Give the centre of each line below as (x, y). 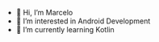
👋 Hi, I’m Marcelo (44, 13)
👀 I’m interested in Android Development (83, 21)
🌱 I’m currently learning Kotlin (65, 29)
